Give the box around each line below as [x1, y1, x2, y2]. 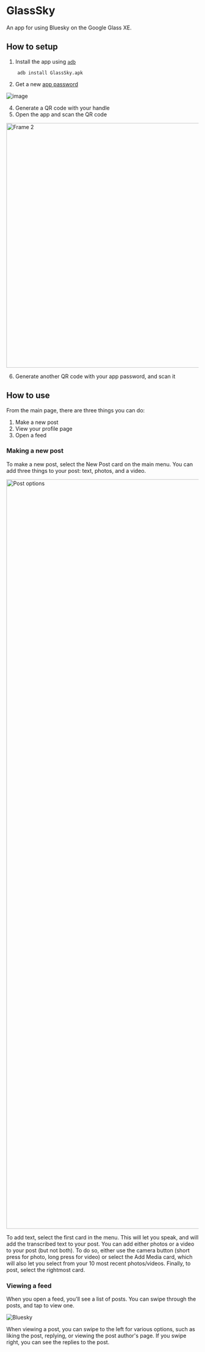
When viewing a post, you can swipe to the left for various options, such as [6, 1326, 195, 1333]
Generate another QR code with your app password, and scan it [15, 373, 176, 380]
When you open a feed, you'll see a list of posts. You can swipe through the [6, 1295, 196, 1303]
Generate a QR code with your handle [15, 104, 110, 111]
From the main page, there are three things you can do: [6, 406, 145, 414]
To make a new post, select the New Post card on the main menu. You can [6, 460, 193, 468]
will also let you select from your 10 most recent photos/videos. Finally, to [6, 1260, 191, 1267]
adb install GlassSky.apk [17, 70, 84, 76]
